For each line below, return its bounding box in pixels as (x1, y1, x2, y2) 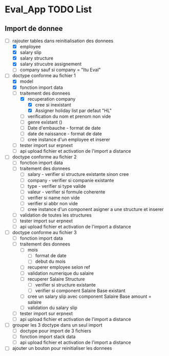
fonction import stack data (19, 333, 76, 340)
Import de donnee (5, 24, 63, 33)
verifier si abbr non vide (27, 200, 78, 206)
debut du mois (35, 258, 66, 264)
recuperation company (27, 96, 76, 102)
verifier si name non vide (27, 194, 80, 201)
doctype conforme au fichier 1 (12, 73, 76, 79)
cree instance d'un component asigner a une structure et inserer (27, 206, 164, 212)
